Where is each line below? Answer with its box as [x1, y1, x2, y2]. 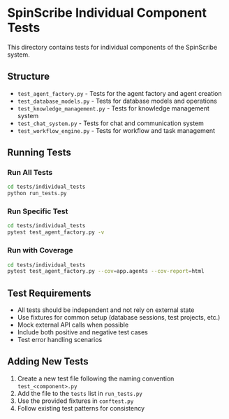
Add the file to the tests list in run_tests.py [17, 389, 143, 397]
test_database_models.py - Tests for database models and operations [17, 97, 218, 105]
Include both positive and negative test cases [17, 328, 148, 336]
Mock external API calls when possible [17, 320, 129, 329]
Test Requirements [7, 287, 91, 299]
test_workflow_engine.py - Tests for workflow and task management [17, 126, 215, 134]
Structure [7, 71, 50, 83]
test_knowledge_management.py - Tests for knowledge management [17, 104, 209, 113]
